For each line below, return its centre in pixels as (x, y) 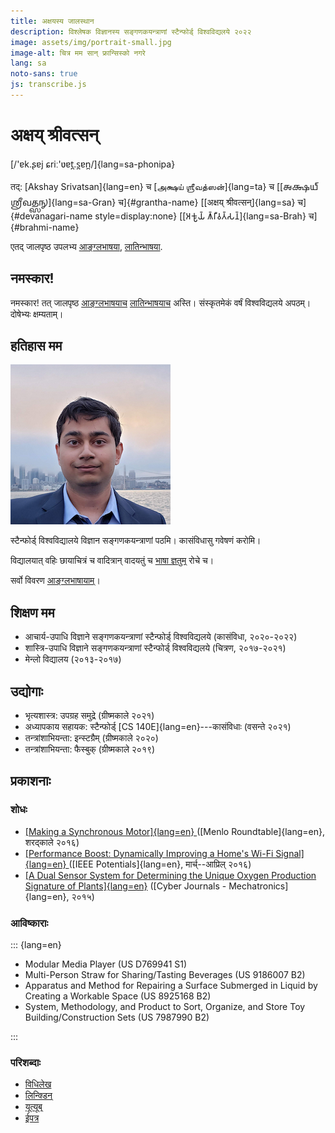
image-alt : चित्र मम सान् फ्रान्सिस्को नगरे (78, 53)
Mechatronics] (258, 886)
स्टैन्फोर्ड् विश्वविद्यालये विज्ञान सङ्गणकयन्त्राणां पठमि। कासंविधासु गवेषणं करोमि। (136, 541)
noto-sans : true (44, 74)
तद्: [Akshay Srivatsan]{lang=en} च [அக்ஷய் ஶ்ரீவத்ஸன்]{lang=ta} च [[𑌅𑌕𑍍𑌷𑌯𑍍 (164, 186)
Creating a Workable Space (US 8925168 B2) (118, 996)
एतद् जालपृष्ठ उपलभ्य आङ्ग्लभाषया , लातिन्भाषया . (86, 246)
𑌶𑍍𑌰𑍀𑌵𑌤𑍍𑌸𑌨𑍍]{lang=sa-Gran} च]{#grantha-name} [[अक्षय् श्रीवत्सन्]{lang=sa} (153, 202)
